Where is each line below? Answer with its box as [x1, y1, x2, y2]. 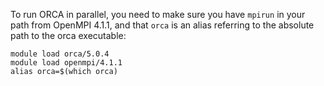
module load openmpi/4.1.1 [10, 58, 123, 68]
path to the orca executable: [10, 30, 127, 41]
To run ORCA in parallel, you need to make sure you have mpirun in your [10, 9, 306, 20]
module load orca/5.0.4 [10, 49, 110, 59]
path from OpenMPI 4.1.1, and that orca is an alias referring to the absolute [10, 19, 315, 31]
